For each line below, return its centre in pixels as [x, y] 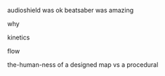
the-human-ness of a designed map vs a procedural [83, 65]
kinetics [19, 37]
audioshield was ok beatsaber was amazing [71, 10]
